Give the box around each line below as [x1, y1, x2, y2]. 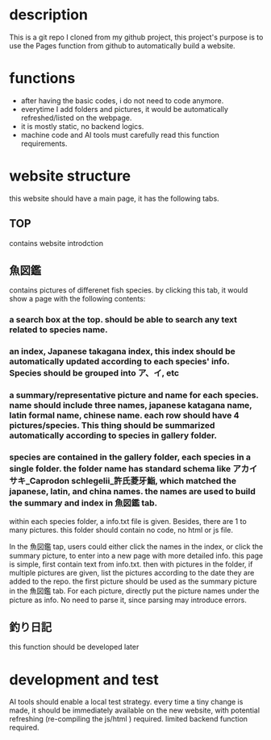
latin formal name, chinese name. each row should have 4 [9, 409, 240, 421]
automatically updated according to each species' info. [9, 356, 230, 368]
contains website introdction [9, 238, 104, 247]
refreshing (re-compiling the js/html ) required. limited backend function [9, 714, 248, 724]
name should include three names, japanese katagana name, [9, 400, 252, 411]
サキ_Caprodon [9, 476, 70, 487]
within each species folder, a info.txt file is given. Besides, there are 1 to [9, 516, 247, 526]
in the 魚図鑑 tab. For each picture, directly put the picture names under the [9, 586, 260, 596]
